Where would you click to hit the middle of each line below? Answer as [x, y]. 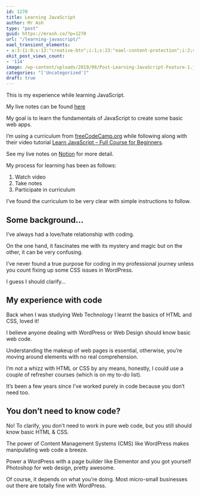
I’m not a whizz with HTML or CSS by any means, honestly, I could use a [95, 368]
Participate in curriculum [45, 190]
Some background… [45, 220]
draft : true [21, 78]
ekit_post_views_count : [36, 56]
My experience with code [54, 301]
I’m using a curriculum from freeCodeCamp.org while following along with [97, 136]
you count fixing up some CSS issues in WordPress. [70, 270]
